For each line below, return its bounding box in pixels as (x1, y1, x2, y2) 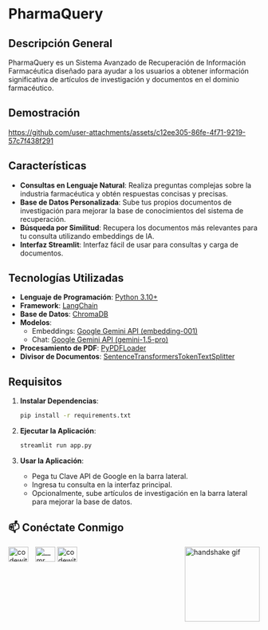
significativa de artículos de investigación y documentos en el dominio (8, 75, 239, 84)
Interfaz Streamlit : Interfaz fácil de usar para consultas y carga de (19, 240, 239, 249)
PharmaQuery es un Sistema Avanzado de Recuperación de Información (8, 57, 246, 67)
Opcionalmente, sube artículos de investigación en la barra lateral (31, 489, 248, 497)
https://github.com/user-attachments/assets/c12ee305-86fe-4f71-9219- (8, 127, 246, 137)
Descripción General (8, 37, 113, 50)
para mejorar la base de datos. (31, 497, 133, 506)
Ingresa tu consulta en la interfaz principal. (31, 480, 173, 489)
